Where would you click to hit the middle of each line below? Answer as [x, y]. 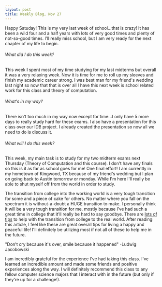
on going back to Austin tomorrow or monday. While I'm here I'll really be [78, 179]
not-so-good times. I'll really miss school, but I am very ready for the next [78, 38]
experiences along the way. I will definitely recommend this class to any [76, 269]
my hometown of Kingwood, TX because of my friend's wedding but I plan [79, 174]
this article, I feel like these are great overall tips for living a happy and [75, 225]
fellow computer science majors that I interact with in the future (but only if [79, 274]
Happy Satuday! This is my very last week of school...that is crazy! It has [77, 28]
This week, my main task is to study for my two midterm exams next [73, 158]
